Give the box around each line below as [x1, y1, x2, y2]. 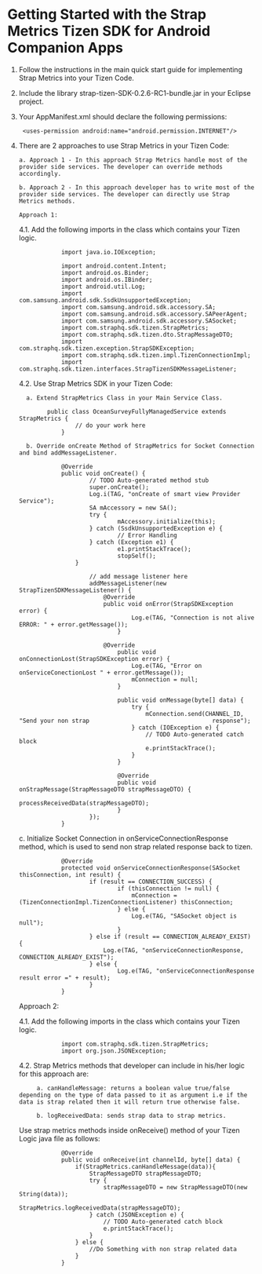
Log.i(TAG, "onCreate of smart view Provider [89, 490, 241, 498]
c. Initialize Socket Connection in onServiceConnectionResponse [18, 834, 229, 843]
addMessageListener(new [89, 579, 167, 587]
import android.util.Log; [60, 283, 146, 290]
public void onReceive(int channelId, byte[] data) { [60, 1155, 241, 1163]
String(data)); [18, 1190, 69, 1198]
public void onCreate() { [60, 469, 146, 477]
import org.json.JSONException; [60, 1046, 167, 1055]
